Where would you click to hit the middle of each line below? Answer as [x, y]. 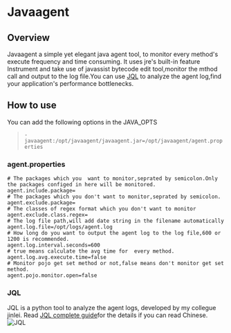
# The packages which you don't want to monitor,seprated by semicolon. [114, 197]
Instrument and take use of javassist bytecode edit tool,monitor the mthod [112, 69]
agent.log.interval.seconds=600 [54, 245]
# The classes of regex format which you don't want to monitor [102, 209]
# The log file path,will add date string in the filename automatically [116, 221]
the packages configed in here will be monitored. [82, 185]
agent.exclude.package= [41, 203]
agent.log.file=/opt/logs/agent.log [60, 227]
